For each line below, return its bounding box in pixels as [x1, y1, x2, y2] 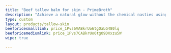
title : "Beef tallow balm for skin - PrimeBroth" [5, 7, 113, 13]
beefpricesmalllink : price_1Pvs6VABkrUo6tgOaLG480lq [5, 26, 120, 31]
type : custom [5, 17, 33, 22]
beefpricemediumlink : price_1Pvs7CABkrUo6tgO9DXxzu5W [5, 31, 122, 36]
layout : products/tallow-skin [5, 21, 70, 27]
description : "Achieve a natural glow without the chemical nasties [5, 12, 154, 17]
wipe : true [5, 36, 28, 41]
